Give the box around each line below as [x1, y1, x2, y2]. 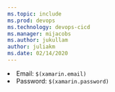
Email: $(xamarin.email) [16, 69, 87, 78]
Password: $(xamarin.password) [16, 76, 109, 85]
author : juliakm [7, 43, 55, 50]
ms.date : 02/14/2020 [7, 50, 69, 57]
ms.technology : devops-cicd [7, 23, 91, 30]
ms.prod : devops [7, 17, 55, 24]
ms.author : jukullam [7, 37, 69, 44]
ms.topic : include [7, 10, 62, 18]
